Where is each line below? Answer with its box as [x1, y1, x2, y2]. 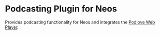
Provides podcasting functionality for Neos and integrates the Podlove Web [5, 19, 155, 25]
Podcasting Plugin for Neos [5, 3, 117, 14]
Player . [5, 24, 19, 30]
